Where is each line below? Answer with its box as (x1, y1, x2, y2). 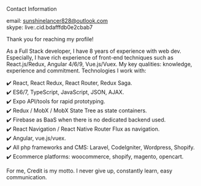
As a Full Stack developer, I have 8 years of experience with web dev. (6, 47, 182, 55)
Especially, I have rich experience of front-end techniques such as (6, 54, 173, 61)
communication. (6, 174, 47, 180)
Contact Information (6, 6, 57, 12)
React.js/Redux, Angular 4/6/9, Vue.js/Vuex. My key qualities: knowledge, (6, 61, 192, 68)
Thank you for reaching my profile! (6, 36, 94, 42)
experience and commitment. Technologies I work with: (6, 67, 146, 74)
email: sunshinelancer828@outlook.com (6, 17, 108, 24)
